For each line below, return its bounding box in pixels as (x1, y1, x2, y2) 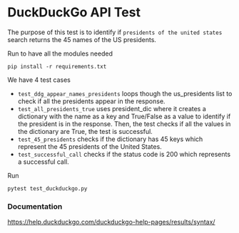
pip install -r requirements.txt (7, 63, 107, 70)
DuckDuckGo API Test (7, 4, 141, 21)
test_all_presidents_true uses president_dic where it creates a (17, 104, 207, 113)
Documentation (7, 201, 63, 211)
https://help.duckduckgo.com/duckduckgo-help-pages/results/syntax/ (7, 218, 215, 227)
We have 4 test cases (7, 76, 71, 84)
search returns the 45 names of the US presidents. (7, 35, 157, 43)
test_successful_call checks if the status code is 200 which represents (17, 150, 230, 158)
